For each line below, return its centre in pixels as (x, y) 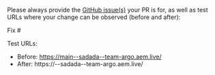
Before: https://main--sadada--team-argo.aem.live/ (89, 57)
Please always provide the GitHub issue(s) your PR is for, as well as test (107, 10)
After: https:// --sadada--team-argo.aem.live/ (80, 64)
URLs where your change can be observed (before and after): (94, 17)
